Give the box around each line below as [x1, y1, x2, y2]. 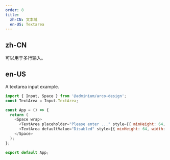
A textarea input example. [5, 83, 60, 89]
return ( [10, 112, 29, 118]
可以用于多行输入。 [5, 55, 46, 61]
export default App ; [5, 150, 50, 155]
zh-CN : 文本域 [10, 17, 38, 22]
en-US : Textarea [10, 21, 44, 27]
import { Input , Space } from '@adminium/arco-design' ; [5, 93, 127, 99]
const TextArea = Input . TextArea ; [5, 98, 79, 103]
